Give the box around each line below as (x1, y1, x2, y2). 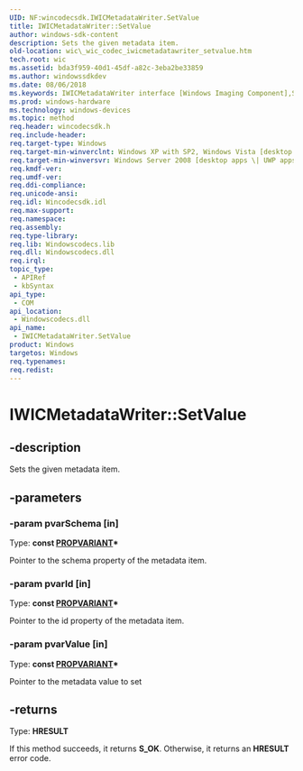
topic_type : (9, 265, 54, 274)
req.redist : (9, 365, 54, 374)
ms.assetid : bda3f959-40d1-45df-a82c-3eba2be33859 (9, 64, 204, 73)
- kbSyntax (13, 281, 54, 290)
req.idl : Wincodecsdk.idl (9, 197, 106, 207)
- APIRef (13, 273, 47, 282)
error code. (9, 753, 51, 764)
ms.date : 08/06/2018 (9, 80, 87, 89)
